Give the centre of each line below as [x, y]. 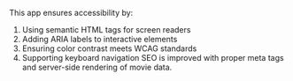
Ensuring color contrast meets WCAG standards [109, 48]
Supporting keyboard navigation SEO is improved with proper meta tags [153, 58]
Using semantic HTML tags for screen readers [106, 29]
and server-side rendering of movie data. [97, 67]
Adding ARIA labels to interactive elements [100, 39]
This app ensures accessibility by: [71, 13]
